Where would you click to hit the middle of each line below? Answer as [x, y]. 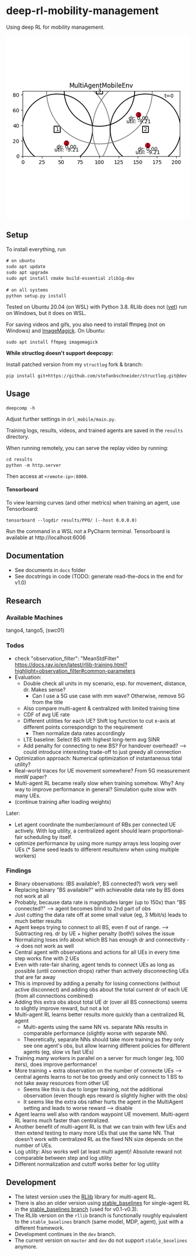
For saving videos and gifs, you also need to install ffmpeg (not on [86, 324]
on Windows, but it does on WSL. [46, 313]
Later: [13, 813]
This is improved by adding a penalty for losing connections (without [97, 983]
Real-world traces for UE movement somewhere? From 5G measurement [102, 770]
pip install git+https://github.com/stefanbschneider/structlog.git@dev [97, 376]
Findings [19, 871]
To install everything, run [36, 249]
